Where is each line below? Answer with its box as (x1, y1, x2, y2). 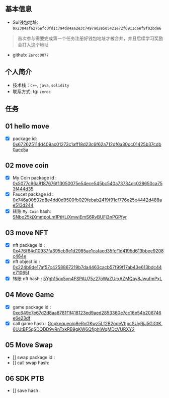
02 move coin (5, 161, 49, 170)
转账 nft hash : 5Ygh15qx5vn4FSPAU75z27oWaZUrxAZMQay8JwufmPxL (12, 275, 162, 282)
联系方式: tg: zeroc (12, 88, 51, 95)
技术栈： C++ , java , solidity (12, 82, 69, 88)
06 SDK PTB (5, 374, 44, 383)
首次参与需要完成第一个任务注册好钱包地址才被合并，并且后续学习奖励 (17, 35, 163, 41)
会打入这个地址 (17, 41, 49, 48)
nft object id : (12, 258, 40, 264)
